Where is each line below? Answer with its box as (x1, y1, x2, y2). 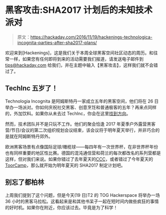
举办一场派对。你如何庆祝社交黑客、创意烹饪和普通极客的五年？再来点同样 (5, 104, 157, 110)
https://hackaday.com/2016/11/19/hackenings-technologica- (30, 34, 153, 40)
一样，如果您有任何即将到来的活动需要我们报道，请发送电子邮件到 (9, 56, 144, 62)
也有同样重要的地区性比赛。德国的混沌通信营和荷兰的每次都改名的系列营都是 (5, 150, 161, 156)
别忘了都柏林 (5, 178, 44, 186)
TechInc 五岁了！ (5, 84, 58, 93)
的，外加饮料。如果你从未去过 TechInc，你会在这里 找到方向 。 (5, 110, 131, 116)
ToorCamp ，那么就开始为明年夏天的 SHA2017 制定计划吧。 (5, 162, 125, 168)
